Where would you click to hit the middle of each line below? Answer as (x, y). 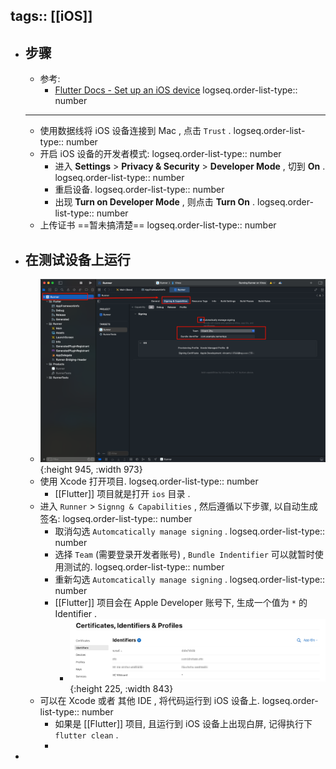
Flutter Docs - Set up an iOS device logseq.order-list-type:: (176, 90)
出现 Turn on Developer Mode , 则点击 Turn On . (155, 202)
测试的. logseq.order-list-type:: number (144, 567)
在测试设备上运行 (77, 259)
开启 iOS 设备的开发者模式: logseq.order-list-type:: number (160, 154)
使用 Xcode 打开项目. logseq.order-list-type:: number (149, 481)
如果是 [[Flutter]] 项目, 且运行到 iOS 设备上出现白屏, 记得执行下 (183, 724)
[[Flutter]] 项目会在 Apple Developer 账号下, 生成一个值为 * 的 (181, 603)
